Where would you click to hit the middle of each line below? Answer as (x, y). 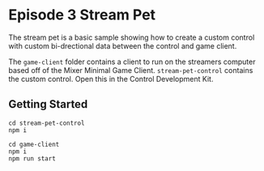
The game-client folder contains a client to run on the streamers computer (132, 62)
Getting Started (48, 104)
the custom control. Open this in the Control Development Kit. (111, 79)
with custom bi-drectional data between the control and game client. (123, 45)
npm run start (32, 158)
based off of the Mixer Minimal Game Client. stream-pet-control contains (131, 70)
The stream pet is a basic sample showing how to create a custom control (132, 37)
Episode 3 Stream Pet (82, 15)
